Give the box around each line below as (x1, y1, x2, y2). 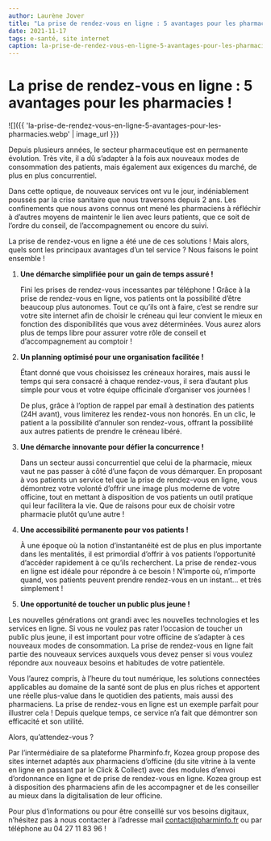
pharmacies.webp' (8, 129, 70, 139)
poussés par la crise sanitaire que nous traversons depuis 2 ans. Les (8, 195, 236, 205)
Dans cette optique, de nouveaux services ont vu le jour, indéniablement (8, 187, 249, 197)
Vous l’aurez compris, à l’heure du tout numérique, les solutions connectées (8, 674, 261, 683)
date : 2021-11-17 (8, 27, 67, 35)
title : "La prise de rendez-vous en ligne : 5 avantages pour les (8, 19, 236, 27)
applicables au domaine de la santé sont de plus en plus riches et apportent (8, 683, 261, 692)
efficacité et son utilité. (8, 716, 85, 726)
